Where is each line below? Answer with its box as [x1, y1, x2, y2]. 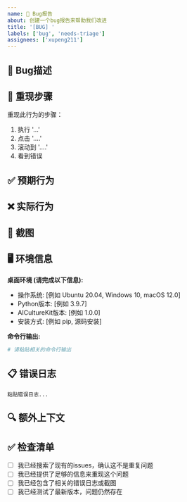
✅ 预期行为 [7, 174, 55, 187]
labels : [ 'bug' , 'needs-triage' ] [7, 30, 105, 37]
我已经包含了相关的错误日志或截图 [17, 479, 117, 487]
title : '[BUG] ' [7, 23, 55, 30]
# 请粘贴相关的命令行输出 [7, 346, 72, 353]
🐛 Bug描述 [7, 64, 52, 76]
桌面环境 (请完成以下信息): [7, 276, 84, 284]
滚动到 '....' [17, 143, 48, 151]
